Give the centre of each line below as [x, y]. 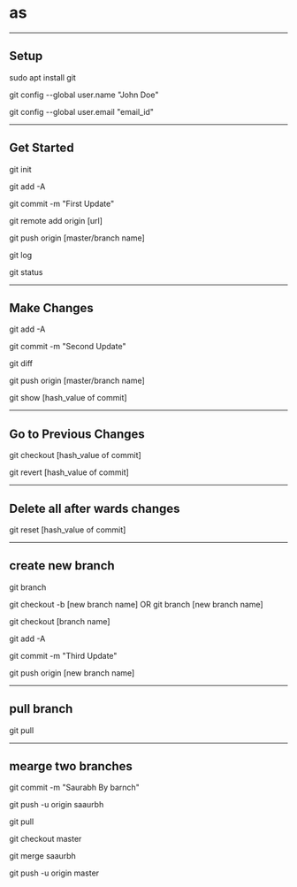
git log [21, 255]
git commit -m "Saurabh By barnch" [74, 788]
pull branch [41, 709]
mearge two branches [71, 766]
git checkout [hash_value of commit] [75, 455]
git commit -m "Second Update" [68, 347]
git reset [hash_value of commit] [68, 530]
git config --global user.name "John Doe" [84, 95]
